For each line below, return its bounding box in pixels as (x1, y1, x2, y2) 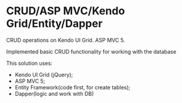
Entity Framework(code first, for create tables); (14, 83, 131, 90)
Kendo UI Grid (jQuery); (14, 71, 73, 78)
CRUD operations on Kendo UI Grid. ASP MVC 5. (6, 36, 125, 43)
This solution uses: (6, 60, 53, 67)
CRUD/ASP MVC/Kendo (6, 4, 125, 18)
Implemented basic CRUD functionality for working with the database (6, 48, 177, 55)
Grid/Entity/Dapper (6, 17, 103, 30)
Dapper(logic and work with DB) (14, 90, 94, 97)
